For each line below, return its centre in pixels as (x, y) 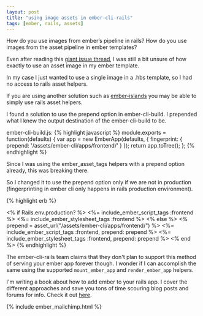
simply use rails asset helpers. (44, 102)
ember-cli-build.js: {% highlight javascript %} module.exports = (86, 133)
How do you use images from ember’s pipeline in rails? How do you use (97, 41)
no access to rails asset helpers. (47, 84)
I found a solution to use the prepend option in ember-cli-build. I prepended (102, 115)
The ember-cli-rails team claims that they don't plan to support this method (101, 257)
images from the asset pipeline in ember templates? (72, 47)
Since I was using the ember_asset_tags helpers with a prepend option (96, 164)
